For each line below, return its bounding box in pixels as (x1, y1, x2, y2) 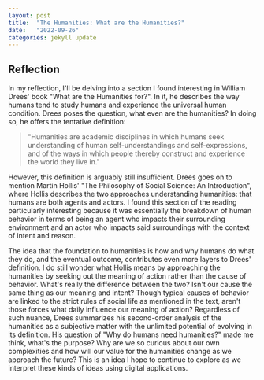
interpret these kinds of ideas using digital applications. (8, 363, 188, 373)
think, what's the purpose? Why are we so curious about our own (8, 338, 220, 348)
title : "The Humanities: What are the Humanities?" (8, 19, 185, 27)
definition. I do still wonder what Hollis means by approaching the (8, 263, 221, 272)
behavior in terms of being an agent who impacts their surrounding (8, 214, 226, 224)
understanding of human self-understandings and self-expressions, (27, 141, 248, 150)
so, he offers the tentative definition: (8, 117, 126, 127)
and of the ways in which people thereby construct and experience (27, 149, 246, 158)
